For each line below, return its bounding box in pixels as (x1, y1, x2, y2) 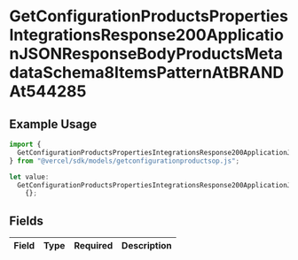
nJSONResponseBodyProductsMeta (9, 44, 284, 64)
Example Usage (9, 117, 98, 132)
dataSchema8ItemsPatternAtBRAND (9, 63, 285, 83)
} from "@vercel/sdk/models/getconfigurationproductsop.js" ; (9, 157, 240, 165)
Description (121, 240, 173, 252)
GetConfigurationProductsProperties (9, 6, 288, 27)
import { (9, 140, 42, 149)
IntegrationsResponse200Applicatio (9, 25, 284, 45)
